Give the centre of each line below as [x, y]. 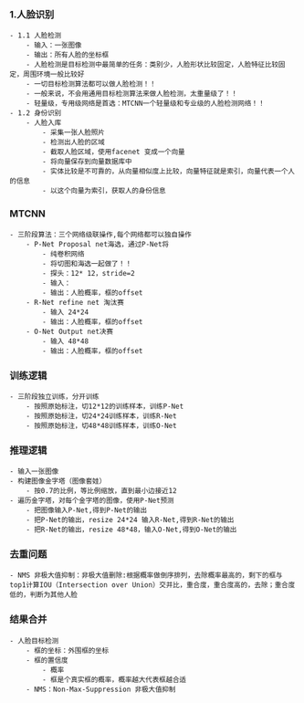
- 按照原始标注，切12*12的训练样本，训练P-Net [105, 406]
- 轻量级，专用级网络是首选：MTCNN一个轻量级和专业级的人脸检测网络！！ [146, 104]
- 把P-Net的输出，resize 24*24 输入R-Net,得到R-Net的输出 [130, 520]
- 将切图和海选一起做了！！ [87, 263]
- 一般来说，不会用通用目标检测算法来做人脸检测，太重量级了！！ [132, 94]
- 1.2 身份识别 [36, 113]
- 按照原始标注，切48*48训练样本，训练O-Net [101, 425]
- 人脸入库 [44, 123]
